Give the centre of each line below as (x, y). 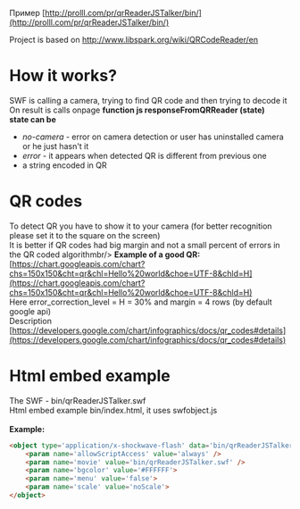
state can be (33, 119)
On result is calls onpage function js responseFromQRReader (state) (137, 110)
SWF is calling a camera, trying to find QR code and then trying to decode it (148, 100)
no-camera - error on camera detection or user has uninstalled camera (153, 137)
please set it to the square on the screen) (85, 235)
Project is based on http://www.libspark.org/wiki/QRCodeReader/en (134, 40)
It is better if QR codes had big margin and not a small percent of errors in (145, 245)
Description (30, 321)
